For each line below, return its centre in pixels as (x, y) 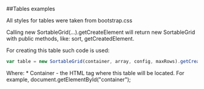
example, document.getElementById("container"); (69, 79)
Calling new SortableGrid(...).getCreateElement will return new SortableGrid (101, 32)
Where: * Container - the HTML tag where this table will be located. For (95, 73)
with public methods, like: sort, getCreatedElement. (70, 38)
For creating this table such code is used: (58, 50)
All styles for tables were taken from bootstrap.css (69, 20)
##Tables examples (31, 9)
